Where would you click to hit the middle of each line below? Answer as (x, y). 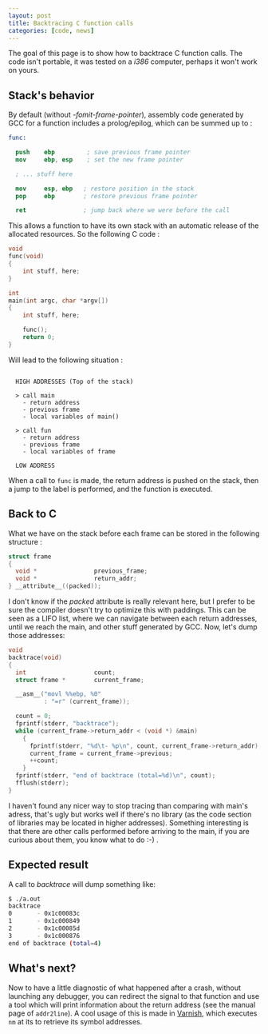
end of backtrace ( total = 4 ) (55, 943)
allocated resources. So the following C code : (84, 234)
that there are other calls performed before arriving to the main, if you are (129, 831)
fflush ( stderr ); (42, 783)
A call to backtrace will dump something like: (82, 884)
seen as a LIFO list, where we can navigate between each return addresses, (133, 618)
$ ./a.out (25, 899)
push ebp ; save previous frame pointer (103, 153)
